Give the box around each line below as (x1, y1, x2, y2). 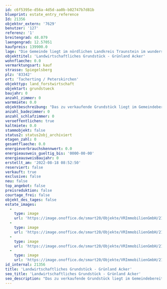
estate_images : (5, 202, 37, 207)
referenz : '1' (5, 30, 35, 35)
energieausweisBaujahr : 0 (5, 155, 59, 160)
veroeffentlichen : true (5, 118, 55, 124)
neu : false (5, 179, 28, 184)
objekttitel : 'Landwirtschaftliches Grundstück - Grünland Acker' (5, 53, 146, 59)
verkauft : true (5, 169, 37, 174)
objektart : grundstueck (5, 86, 55, 91)
